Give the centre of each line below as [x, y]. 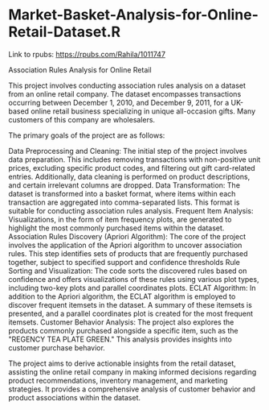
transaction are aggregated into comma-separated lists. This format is [124, 202]
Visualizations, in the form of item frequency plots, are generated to [120, 219]
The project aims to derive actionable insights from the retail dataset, [122, 363]
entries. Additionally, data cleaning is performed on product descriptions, [129, 176]
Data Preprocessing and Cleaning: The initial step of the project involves [128, 151]
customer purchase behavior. [57, 347]
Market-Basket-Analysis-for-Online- [134, 15]
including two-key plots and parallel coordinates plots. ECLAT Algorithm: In [132, 288]
